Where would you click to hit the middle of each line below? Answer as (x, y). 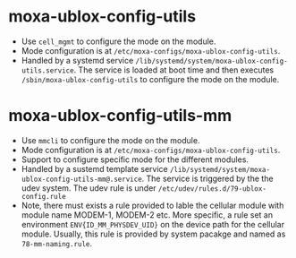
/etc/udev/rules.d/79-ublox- (213, 189)
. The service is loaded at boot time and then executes (174, 70)
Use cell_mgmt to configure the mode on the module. (118, 41)
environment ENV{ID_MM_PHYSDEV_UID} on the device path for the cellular (153, 224)
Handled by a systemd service (77, 60)
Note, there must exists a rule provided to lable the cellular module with (152, 205)
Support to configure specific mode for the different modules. (135, 159)
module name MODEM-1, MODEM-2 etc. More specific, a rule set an (147, 215)
